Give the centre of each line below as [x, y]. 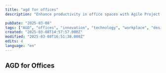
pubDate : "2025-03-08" [28, 23]
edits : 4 [14, 41]
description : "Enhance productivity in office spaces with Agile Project [83, 14]
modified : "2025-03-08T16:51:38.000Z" [45, 37]
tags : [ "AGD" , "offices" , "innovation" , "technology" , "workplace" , [77, 27]
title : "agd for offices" [32, 10]
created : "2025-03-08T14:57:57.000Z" [44, 32]
